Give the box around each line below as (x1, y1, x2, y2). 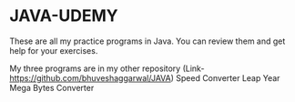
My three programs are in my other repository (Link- (9, 63, 205, 74)
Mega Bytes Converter (9, 82, 95, 93)
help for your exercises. (9, 45, 98, 56)
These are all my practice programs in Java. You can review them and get (9, 36, 286, 46)
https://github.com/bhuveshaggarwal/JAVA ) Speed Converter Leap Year (9, 72, 280, 83)
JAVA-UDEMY (9, 5, 118, 26)
